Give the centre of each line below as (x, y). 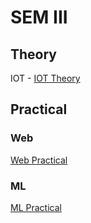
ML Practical (36, 207)
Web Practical (39, 160)
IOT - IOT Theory (45, 78)
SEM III (39, 17)
